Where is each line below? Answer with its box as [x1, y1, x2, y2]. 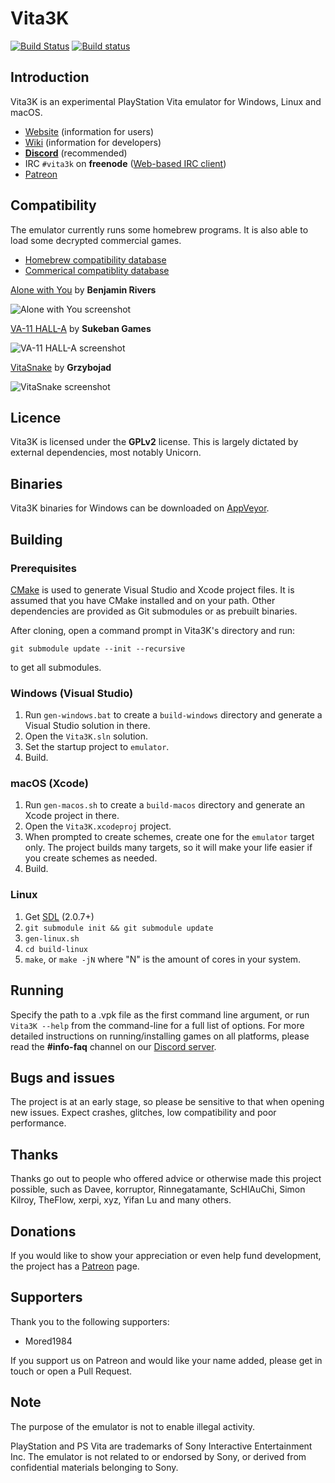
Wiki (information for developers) [24, 136, 162, 148]
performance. [10, 1117, 67, 1129]
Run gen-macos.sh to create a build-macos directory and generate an [24, 799, 306, 811]
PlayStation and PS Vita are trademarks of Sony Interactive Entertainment [10, 1440, 313, 1452]
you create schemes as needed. [24, 852, 158, 864]
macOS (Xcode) [10, 777, 89, 791]
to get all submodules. [10, 661, 102, 673]
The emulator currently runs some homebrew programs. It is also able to [10, 223, 309, 236]
